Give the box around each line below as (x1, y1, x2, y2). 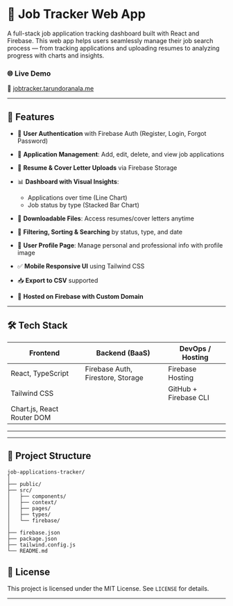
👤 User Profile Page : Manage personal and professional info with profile (17, 241, 223, 250)
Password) (17, 137, 49, 145)
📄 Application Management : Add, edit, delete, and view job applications (17, 150, 225, 159)
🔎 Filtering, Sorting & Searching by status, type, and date (17, 228, 182, 236)
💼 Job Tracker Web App (7, 6, 146, 22)
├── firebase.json (7, 529, 60, 536)
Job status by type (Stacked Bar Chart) (27, 201, 140, 209)
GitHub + (168, 384, 198, 394)
